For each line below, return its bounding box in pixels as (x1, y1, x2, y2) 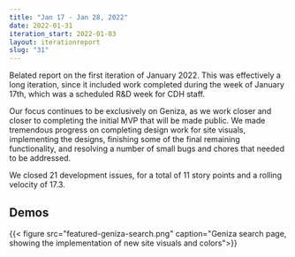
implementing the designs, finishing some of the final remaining (9, 134, 240, 145)
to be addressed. (9, 153, 72, 163)
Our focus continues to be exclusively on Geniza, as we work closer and (9, 106, 272, 117)
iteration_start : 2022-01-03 (9, 29, 117, 38)
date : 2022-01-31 (9, 21, 73, 30)
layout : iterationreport (9, 37, 101, 47)
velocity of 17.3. (9, 179, 65, 190)
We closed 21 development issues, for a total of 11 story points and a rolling (9, 170, 283, 181)
